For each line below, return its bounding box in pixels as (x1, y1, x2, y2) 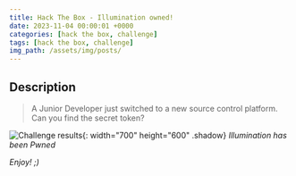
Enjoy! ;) (9, 156, 40, 167)
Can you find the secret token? (30, 113, 145, 123)
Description (9, 80, 76, 95)
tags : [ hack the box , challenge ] (9, 38, 134, 47)
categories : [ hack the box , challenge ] (9, 29, 158, 38)
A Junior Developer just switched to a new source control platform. (30, 103, 278, 113)
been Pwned (9, 139, 56, 150)
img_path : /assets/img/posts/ (9, 46, 123, 55)
